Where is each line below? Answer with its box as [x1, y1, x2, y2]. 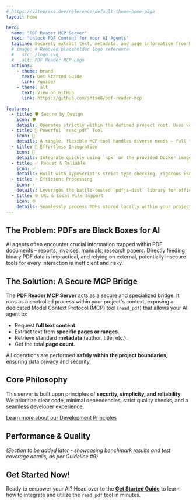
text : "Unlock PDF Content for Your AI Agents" [11, 36, 129, 42]
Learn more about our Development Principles [6, 414, 117, 421]
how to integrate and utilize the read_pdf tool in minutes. [6, 492, 141, 499]
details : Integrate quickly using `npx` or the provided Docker [16, 154, 176, 161]
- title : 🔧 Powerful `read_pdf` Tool [11, 127, 103, 133]
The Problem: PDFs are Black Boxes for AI [6, 225, 160, 235]
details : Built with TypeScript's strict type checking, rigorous [16, 171, 181, 177]
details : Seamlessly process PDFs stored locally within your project [16, 203, 192, 209]
